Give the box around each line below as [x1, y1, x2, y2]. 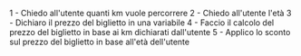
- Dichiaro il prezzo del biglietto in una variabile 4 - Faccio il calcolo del [9, 17, 275, 28]
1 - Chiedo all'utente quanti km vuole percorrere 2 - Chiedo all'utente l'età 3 [9, 8, 292, 18]
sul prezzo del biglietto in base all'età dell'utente [9, 36, 190, 47]
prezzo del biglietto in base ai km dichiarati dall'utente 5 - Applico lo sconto [9, 27, 291, 37]
